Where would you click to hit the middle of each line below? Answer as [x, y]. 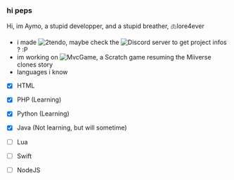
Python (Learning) [43, 113]
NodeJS [28, 169]
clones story [35, 64]
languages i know [42, 72]
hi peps [20, 11]
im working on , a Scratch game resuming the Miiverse [114, 57]
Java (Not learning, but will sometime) [72, 127]
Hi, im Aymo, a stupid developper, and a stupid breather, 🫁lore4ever [106, 26]
